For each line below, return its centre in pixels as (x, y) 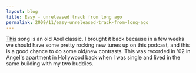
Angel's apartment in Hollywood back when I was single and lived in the (93, 58)
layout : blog (22, 11)
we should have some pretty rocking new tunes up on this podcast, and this (98, 45)
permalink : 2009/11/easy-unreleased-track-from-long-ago (77, 22)
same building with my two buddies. (50, 64)
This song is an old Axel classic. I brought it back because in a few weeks (95, 39)
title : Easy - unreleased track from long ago (64, 17)
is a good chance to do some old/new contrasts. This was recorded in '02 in (98, 51)
